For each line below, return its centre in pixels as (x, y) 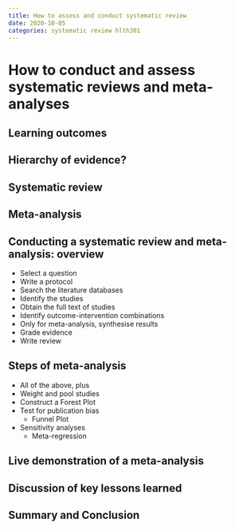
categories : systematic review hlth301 (74, 30)
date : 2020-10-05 (37, 23)
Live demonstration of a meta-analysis (106, 461)
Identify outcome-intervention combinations (92, 315)
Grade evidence (46, 332)
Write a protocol (46, 281)
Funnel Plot (50, 418)
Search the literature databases (71, 290)
